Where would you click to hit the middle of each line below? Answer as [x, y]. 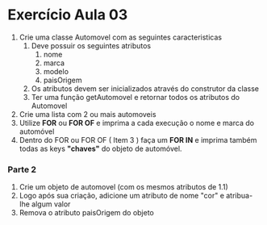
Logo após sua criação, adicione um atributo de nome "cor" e [122, 196]
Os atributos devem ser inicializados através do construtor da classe [145, 88]
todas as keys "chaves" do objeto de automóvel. [100, 148]
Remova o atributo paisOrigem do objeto [87, 213]
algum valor [51, 204]
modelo [56, 71]
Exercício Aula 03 [68, 15]
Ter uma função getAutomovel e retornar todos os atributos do [135, 97]
